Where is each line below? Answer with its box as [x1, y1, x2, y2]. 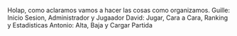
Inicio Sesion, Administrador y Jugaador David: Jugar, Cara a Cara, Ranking [7, 13, 228, 22]
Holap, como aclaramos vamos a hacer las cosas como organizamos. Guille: [7, 6, 231, 14]
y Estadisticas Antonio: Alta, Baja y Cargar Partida [7, 21, 153, 29]
